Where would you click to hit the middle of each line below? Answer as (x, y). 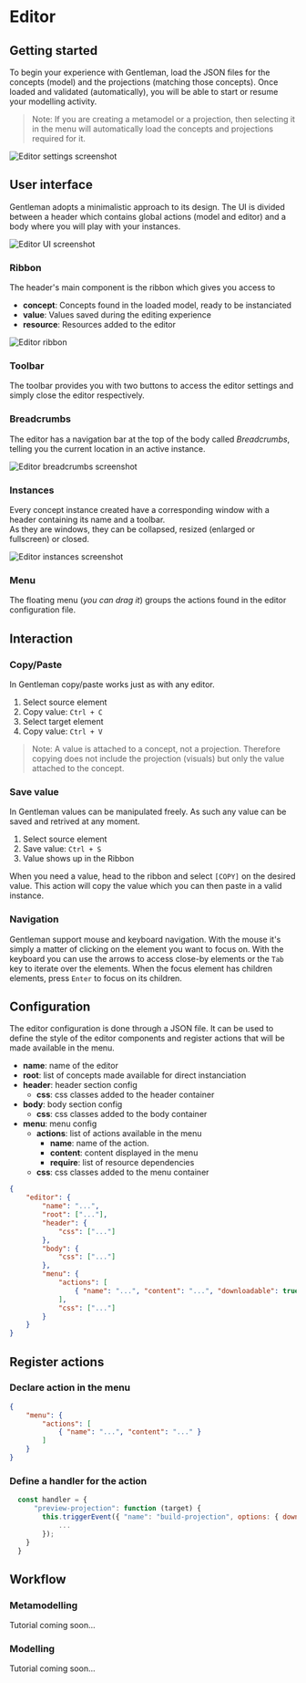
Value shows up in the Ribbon (78, 859)
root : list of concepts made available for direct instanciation (134, 1075)
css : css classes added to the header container (125, 1095)
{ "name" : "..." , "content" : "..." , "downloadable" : (177, 1291)
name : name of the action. (99, 1144)
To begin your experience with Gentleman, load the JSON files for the (140, 72)
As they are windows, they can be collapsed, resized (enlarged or (133, 529)
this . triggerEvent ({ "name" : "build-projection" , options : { (161, 1517)
